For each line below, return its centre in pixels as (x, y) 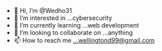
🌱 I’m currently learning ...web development (76, 25)
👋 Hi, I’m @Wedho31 (43, 11)
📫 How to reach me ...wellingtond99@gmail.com (84, 40)
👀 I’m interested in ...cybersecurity (63, 18)
